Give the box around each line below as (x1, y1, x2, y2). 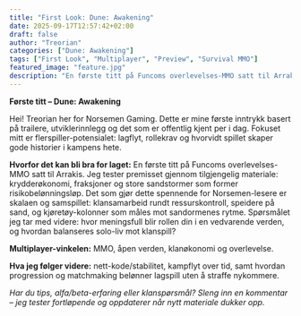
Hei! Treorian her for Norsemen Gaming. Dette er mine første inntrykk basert (9, 113, 291, 124)
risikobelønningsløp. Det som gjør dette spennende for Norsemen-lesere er (9, 187, 288, 198)
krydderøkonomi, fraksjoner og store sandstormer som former (9, 178, 239, 189)
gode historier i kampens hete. (9, 141, 123, 152)
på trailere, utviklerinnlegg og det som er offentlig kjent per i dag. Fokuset (9, 123, 281, 133)
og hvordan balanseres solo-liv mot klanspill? (9, 226, 176, 236)
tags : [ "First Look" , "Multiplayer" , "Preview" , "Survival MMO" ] (9, 55, 259, 64)
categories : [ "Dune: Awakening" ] (9, 47, 134, 56)
